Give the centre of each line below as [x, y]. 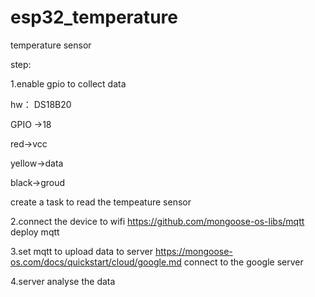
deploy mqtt [35, 232]
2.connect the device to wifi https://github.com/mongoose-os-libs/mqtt [157, 221]
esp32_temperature [94, 17]
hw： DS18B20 [41, 104]
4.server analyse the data [63, 281]
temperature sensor [51, 45]
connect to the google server [243, 262]
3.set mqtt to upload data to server [82, 251]
